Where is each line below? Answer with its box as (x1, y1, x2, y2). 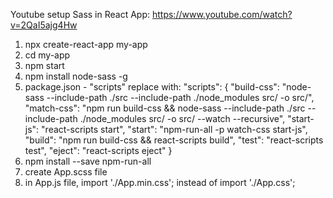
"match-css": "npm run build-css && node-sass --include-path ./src (24, 102, 306, 114)
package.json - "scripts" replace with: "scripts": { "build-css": (24, 81, 280, 93)
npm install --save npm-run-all (24, 155, 152, 167)
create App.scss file (24, 166, 108, 178)
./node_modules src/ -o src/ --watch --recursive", (79, 113, 286, 124)
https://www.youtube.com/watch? (151, 9, 293, 20)
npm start (24, 60, 65, 71)
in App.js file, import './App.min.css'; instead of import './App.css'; (24, 177, 296, 188)
